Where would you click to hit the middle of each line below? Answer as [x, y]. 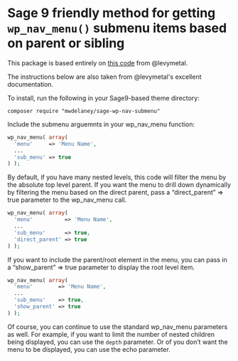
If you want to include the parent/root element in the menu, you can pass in [117, 259]
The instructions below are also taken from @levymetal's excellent [104, 77]
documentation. [31, 84]
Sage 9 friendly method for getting [112, 13]
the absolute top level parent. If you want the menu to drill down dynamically [119, 185]
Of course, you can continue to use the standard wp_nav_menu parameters [118, 327]
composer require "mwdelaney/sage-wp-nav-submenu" [84, 111]
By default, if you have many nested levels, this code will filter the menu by [117, 177]
